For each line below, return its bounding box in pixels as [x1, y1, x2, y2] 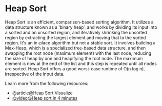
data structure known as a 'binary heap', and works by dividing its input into [5, 24, 158, 30]
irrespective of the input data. [5, 71, 65, 77]
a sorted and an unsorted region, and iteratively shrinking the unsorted [5, 29, 147, 35]
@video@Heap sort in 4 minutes [12, 95, 78, 101]
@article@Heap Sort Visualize [12, 90, 73, 96]
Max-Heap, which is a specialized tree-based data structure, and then [5, 45, 146, 51]
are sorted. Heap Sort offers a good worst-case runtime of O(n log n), [5, 65, 145, 71]
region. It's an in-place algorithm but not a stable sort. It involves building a [5, 40, 156, 45]
